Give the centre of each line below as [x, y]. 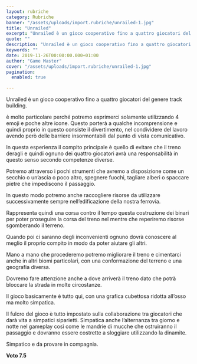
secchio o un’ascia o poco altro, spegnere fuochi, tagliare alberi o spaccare [98, 178]
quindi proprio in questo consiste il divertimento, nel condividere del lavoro [97, 130]
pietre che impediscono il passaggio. [51, 184]
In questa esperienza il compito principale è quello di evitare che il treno [93, 147]
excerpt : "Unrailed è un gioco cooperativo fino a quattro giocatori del [99, 34]
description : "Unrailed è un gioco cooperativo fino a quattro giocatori [99, 45]
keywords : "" [22, 50]
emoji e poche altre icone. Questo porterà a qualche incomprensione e [92, 123]
